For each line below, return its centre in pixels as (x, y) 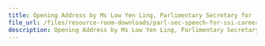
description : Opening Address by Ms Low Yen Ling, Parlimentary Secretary (134, 30)
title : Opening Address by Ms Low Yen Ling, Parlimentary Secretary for (130, 15)
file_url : (24, 23)
